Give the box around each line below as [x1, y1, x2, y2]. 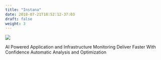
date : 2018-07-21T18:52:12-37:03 [5, 12, 75, 17]
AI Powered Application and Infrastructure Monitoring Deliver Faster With [5, 44, 156, 50]
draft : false [5, 16, 33, 21]
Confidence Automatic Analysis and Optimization [5, 49, 107, 55]
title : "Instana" [5, 7, 42, 12]
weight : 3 [5, 21, 26, 26]
